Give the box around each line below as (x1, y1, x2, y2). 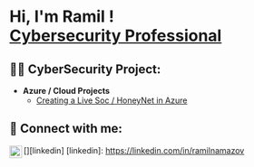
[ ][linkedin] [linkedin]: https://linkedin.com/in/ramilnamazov (24, 144, 245, 155)
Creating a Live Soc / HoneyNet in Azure (35, 95, 188, 106)
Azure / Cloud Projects (22, 86, 111, 96)
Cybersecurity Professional (9, 25, 222, 46)
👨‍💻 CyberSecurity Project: (9, 61, 161, 77)
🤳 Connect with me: (9, 121, 122, 136)
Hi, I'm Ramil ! (9, 6, 115, 27)
